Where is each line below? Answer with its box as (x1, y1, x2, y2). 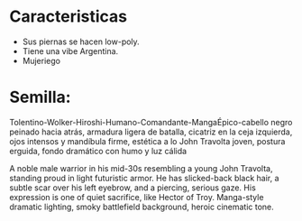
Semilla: (9, 87, 71, 107)
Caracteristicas (9, 6, 128, 27)
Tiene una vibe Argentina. (22, 45, 119, 56)
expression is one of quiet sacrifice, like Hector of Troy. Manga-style (9, 191, 264, 202)
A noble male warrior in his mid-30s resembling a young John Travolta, (9, 162, 273, 173)
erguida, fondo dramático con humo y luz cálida (9, 145, 188, 156)
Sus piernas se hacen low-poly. (22, 36, 140, 47)
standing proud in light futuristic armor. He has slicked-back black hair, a (9, 172, 279, 183)
